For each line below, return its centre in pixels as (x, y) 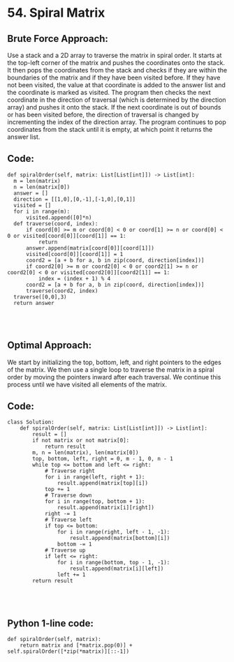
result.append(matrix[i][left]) (117, 569)
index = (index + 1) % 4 (74, 278)
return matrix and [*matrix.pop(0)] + (76, 646)
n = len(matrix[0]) (42, 187)
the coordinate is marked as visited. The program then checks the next (109, 92)
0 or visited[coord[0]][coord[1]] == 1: (67, 236)
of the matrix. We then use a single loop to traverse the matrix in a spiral (111, 369)
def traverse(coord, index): (56, 224)
